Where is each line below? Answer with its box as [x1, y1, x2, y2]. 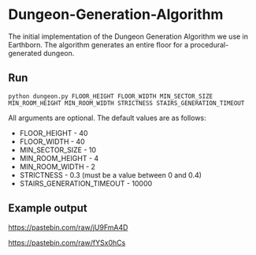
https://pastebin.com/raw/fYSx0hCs [8, 238, 126, 247]
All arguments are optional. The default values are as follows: [8, 113, 206, 122]
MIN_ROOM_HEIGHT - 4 [19, 153, 99, 163]
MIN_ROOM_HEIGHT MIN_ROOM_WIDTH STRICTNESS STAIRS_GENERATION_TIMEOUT [8, 99, 245, 107]
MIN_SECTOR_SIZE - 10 [19, 144, 97, 155]
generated [8, 48, 42, 58]
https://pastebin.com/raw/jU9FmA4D [8, 223, 128, 232]
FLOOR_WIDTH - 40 [19, 137, 85, 146]
